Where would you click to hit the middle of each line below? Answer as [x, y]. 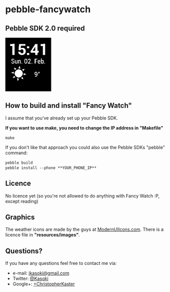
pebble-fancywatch [48, 9]
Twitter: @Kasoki [30, 279]
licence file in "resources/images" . [43, 235]
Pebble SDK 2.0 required [45, 28]
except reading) [22, 201]
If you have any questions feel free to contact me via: [61, 263]
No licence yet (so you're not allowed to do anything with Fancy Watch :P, [82, 196]
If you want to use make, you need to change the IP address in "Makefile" [84, 128]
